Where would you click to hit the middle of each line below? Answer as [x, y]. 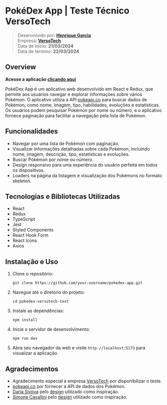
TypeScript [24, 219]
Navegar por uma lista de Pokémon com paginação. [66, 144]
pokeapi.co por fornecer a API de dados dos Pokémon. [69, 386]
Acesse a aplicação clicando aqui [41, 79]
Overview [21, 67]
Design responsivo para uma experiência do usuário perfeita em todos [85, 165]
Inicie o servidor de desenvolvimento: [51, 329]
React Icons [25, 240]
